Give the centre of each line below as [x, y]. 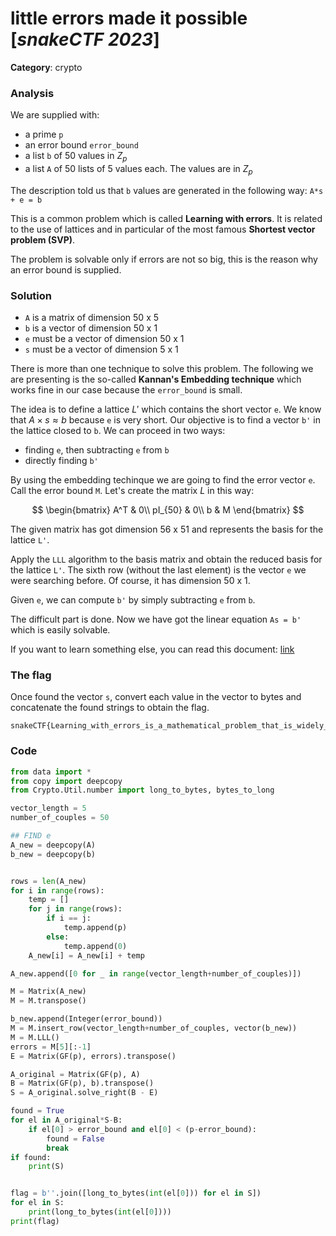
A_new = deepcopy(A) [53, 845]
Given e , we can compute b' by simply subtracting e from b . [133, 600]
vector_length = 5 [48, 808]
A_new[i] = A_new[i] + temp [86, 955]
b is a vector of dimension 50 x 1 [91, 328]
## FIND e [31, 836]
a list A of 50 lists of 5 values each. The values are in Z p [138, 170]
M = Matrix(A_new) [48, 992]
